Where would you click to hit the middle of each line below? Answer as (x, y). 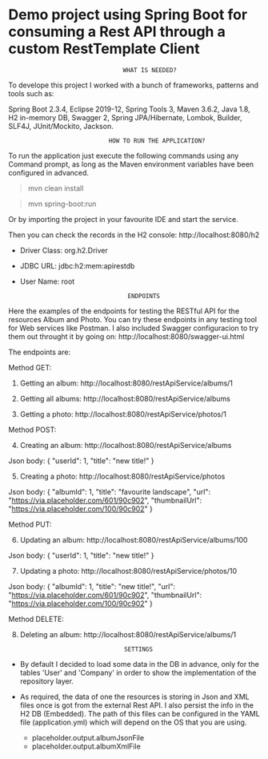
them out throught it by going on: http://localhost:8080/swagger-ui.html (126, 336)
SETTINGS (138, 649)
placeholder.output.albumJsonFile (88, 737)
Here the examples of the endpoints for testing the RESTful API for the (124, 311)
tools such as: (31, 93)
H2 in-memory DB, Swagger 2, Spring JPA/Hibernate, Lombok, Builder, (125, 117)
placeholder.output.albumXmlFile (86, 746)
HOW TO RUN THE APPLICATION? (157, 141)
